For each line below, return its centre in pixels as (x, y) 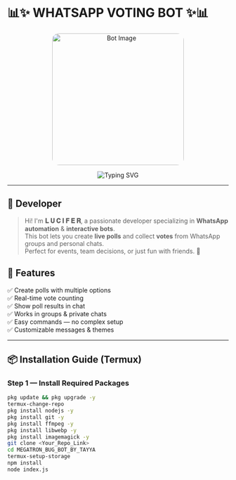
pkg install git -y (36, 417)
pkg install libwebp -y (42, 430)
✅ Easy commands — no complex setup (65, 322)
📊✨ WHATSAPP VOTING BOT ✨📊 (108, 13)
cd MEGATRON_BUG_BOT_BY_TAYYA (52, 450)
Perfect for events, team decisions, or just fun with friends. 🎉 (112, 251)
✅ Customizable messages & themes (61, 330)
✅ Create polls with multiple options (59, 290)
